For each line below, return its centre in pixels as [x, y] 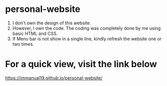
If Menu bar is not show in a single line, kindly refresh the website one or [87, 39]
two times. [23, 44]
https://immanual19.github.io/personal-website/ [54, 78]
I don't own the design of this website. [52, 23]
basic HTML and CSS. [35, 33]
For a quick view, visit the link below [81, 64]
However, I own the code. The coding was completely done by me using [86, 28]
